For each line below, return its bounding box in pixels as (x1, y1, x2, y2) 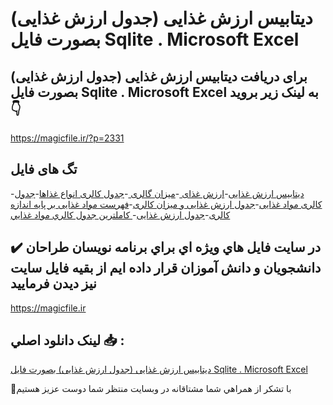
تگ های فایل (10, 161, 78, 178)
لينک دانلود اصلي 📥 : (10, 332, 125, 349)
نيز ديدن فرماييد (10, 275, 97, 292)
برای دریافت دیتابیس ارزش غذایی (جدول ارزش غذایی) (10, 68, 308, 85)
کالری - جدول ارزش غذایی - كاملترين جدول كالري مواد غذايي (10, 208, 231, 221)
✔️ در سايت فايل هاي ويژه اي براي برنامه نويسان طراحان (10, 239, 322, 256)
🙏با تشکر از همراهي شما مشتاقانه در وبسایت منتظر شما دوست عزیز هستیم (10, 383, 292, 395)
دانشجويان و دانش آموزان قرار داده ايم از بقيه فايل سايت (10, 260, 322, 277)
